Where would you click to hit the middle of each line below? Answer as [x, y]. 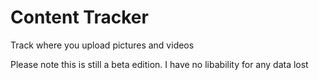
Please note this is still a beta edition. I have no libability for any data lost [159, 64]
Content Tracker [79, 17]
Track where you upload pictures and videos [102, 45]
